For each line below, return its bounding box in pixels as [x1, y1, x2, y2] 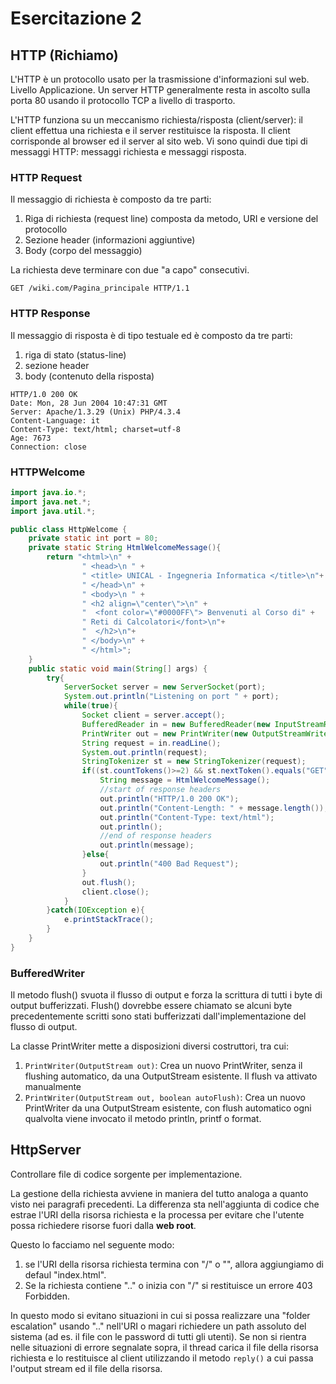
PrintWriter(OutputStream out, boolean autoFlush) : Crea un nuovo [24, 1092, 306, 1104]
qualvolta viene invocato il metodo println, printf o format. [24, 1113, 262, 1125]
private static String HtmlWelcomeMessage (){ [28, 543, 222, 553]
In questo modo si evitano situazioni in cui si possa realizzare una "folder [10, 1309, 311, 1321]
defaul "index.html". [24, 1268, 107, 1281]
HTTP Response [10, 307, 91, 321]
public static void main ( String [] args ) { [28, 663, 208, 674]
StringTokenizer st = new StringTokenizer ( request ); [81, 757, 307, 767]
